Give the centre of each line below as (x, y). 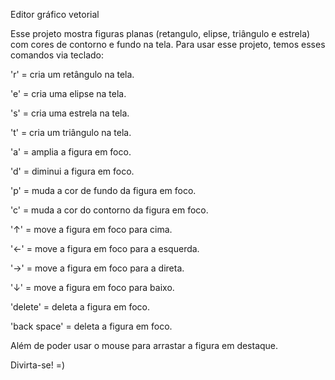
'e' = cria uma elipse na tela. (68, 93)
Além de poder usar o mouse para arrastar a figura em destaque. (144, 345)
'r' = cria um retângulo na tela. (72, 74)
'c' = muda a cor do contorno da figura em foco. (109, 210)
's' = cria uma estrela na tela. (70, 113)
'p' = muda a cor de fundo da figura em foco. (103, 190)
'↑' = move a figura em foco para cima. (91, 229)
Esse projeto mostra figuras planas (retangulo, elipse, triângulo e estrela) (160, 33)
